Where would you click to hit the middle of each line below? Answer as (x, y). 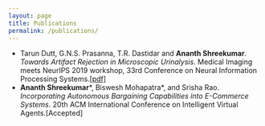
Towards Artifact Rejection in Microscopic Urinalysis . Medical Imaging (136, 62)
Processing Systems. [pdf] (63, 79)
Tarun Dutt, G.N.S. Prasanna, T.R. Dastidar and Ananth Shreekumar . (133, 54)
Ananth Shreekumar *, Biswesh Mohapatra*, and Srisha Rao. (120, 87)
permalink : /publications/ (53, 30)
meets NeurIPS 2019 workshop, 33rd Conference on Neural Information (139, 71)
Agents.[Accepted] (51, 113)
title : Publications (43, 23)
